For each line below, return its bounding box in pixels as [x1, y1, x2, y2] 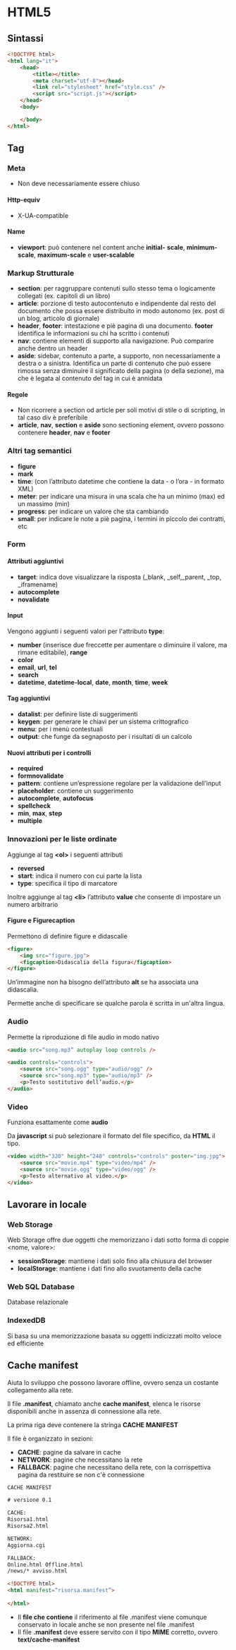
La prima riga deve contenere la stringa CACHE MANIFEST [7, 1420, 178, 1429]
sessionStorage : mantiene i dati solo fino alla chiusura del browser [17, 1257, 213, 1266]
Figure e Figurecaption [7, 916, 75, 924]
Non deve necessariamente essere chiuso [17, 179, 140, 188]
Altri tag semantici [7, 446, 72, 456]
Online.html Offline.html [7, 1561, 83, 1568]
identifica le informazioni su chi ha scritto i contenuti [17, 329, 170, 338]
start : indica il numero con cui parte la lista [17, 872, 142, 880]
